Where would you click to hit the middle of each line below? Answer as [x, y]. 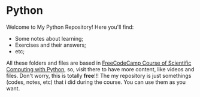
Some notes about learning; [49, 38]
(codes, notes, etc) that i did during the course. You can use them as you [96, 82]
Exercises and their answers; [51, 45]
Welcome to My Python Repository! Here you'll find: [70, 27]
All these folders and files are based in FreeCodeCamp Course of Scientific [99, 63]
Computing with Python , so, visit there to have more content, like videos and [100, 69]
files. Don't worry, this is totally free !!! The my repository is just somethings [99, 75]
